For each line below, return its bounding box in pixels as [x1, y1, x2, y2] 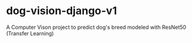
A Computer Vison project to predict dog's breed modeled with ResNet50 [6, 24, 187, 31]
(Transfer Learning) [6, 29, 54, 37]
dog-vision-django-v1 [6, 4, 117, 18]
